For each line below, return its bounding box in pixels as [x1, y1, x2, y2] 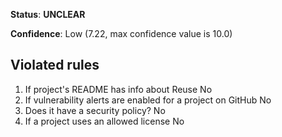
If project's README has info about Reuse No [24, 83, 213, 95]
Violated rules [10, 57, 100, 74]
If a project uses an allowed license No [24, 115, 185, 127]
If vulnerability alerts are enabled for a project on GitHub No [24, 94, 272, 106]
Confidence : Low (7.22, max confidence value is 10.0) [10, 28, 233, 39]
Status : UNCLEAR [10, 9, 86, 20]
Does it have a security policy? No [24, 104, 166, 116]
